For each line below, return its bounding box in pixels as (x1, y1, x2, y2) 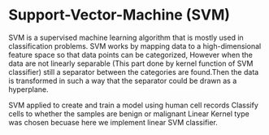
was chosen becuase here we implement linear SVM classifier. (8, 117, 218, 127)
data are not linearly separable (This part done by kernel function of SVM (8, 59, 254, 68)
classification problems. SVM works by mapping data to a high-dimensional (8, 41, 262, 50)
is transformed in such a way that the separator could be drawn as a (8, 76, 237, 85)
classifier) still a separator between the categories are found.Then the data (8, 67, 259, 76)
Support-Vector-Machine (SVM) (8, 6, 230, 24)
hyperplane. (8, 84, 49, 94)
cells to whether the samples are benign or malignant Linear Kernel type (8, 108, 249, 119)
